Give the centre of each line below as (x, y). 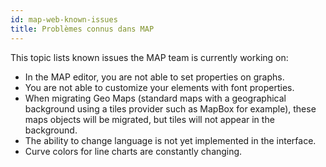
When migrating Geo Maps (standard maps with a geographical (155, 98)
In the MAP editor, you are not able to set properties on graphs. (154, 77)
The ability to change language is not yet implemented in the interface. (170, 140)
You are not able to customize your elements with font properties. (159, 87)
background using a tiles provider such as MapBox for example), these (170, 108)
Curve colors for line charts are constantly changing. (133, 151)
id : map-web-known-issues (64, 19)
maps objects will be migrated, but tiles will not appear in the (149, 119)
